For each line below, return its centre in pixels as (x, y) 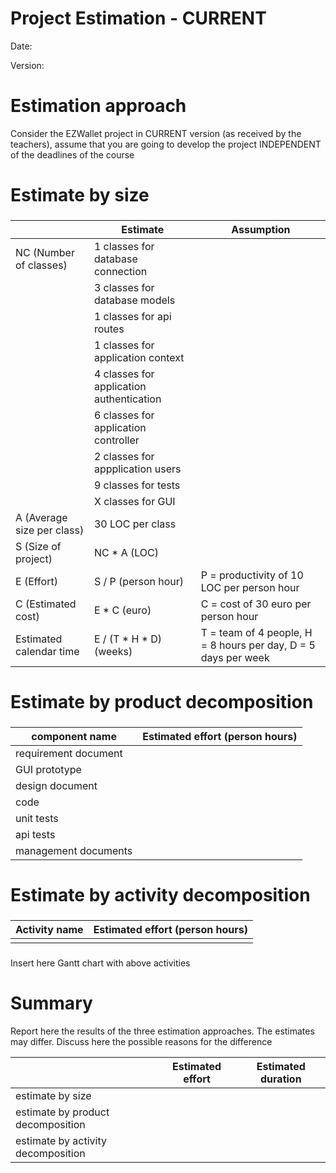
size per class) (50, 530)
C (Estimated (46, 604)
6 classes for (124, 415)
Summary (51, 1003)
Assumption (261, 229)
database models (134, 300)
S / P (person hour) (139, 581)
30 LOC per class (135, 524)
